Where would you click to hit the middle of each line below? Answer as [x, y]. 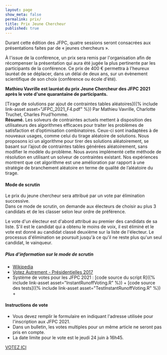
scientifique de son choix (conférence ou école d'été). [61, 79]
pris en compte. [29, 332]
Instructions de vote [27, 305]
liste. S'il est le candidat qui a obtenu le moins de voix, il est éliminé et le [80, 227]
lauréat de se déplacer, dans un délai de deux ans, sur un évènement [76, 74]
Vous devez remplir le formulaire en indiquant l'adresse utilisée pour [83, 316]
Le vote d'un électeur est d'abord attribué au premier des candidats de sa [81, 222]
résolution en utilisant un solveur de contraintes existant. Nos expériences [82, 157]
